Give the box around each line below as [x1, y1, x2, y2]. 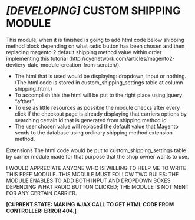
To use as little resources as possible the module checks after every [14, 104, 180, 111]
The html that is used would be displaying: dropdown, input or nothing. [14, 73, 187, 80]
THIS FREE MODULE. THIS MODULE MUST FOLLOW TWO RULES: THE [6, 170, 179, 178]
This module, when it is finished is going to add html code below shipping [6, 36, 184, 43]
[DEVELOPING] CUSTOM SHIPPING [6, 4, 181, 18]
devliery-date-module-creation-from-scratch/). [6, 61, 121, 68]
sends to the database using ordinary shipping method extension [14, 129, 173, 136]
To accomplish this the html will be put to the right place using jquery [14, 91, 183, 98]
